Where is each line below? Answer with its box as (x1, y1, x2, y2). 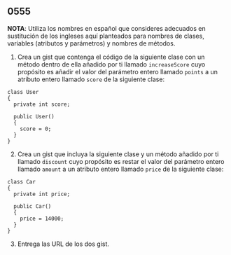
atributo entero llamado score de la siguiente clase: (17, 75, 165, 83)
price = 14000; (20, 215, 64, 222)
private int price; (13, 191, 71, 198)
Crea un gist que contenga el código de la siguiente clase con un (17, 53, 205, 61)
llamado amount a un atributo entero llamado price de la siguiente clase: (17, 165, 224, 173)
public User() (13, 113, 55, 120)
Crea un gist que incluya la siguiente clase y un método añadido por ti (17, 150, 219, 158)
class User (7, 88, 39, 95)
